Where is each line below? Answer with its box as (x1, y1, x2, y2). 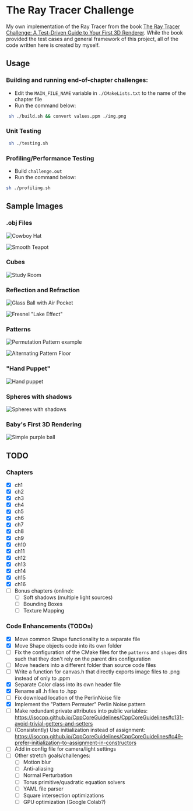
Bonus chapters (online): (14, 587, 74, 594)
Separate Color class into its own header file (14, 680, 121, 688)
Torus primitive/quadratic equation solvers (23, 778, 125, 785)
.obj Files (6, 219, 33, 227)
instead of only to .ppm (14, 675, 71, 682)
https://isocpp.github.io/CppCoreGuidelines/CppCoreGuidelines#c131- (14, 714, 184, 721)
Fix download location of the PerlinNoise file (14, 694, 121, 701)
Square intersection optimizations (23, 792, 104, 799)
